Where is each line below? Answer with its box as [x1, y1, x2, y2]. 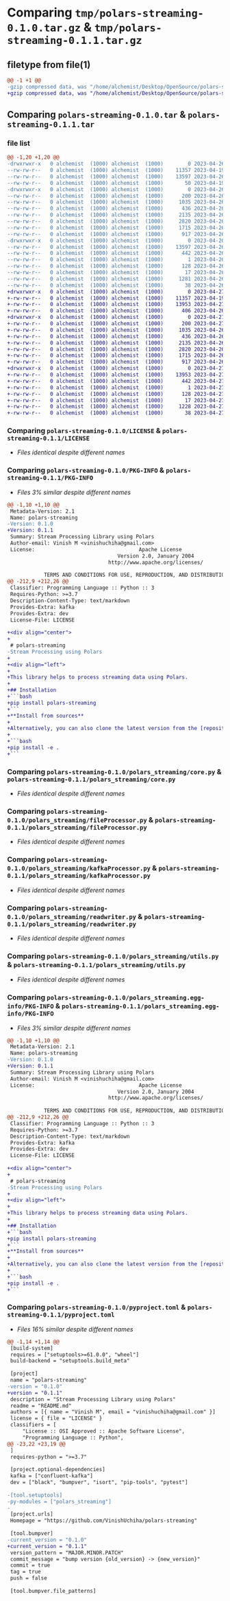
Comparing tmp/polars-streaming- [7, 5, 204, 21]
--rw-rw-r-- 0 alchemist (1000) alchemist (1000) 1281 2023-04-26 [7, 275, 225, 283]
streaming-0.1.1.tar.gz [7, 34, 142, 47]
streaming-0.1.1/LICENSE [7, 434, 90, 443]
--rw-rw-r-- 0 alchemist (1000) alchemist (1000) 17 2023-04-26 [7, 269, 225, 276]
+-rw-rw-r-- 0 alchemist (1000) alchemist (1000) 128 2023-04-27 [7, 390, 225, 397]
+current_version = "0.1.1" [7, 1543, 88, 1549]
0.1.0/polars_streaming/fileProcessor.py [7, 817, 147, 824]
